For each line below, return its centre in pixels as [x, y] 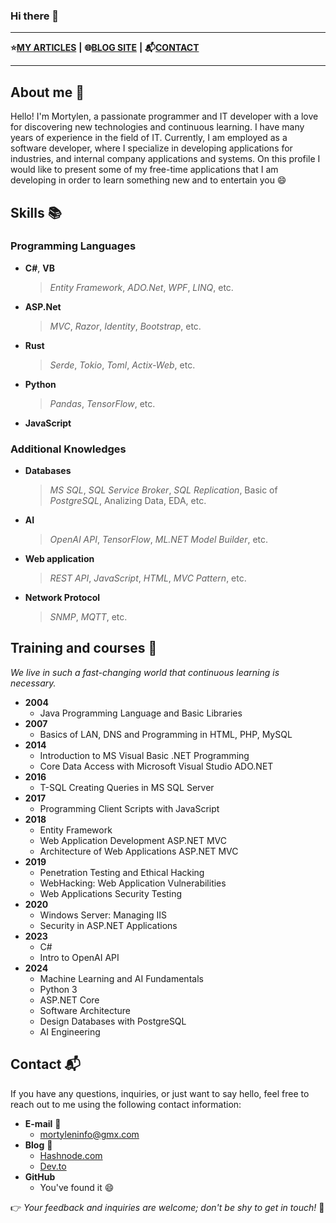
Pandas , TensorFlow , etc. [102, 403]
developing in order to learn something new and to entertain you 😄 [148, 180]
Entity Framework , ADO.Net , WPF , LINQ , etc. [141, 287]
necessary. [33, 683]
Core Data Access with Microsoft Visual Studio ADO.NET [156, 766]
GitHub [40, 1176]
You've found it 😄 [77, 1187]
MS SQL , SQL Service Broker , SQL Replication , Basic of [163, 490]
